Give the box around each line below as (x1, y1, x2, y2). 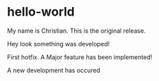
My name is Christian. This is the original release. (7, 27, 146, 35)
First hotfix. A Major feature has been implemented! (7, 52, 153, 61)
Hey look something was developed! (7, 39, 110, 48)
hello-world (7, 4, 75, 20)
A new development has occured (7, 66, 101, 74)
